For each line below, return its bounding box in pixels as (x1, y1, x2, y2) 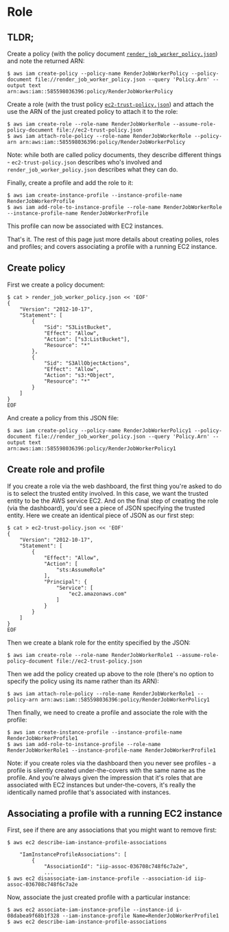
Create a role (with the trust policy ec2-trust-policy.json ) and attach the (7, 100, 214, 108)
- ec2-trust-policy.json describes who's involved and (7, 158, 162, 166)
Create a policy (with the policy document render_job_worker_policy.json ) (7, 49, 218, 58)
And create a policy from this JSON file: (7, 414, 119, 422)
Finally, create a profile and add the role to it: (7, 179, 134, 187)
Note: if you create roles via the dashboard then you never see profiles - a (7, 758, 216, 767)
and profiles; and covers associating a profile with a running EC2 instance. (7, 243, 217, 250)
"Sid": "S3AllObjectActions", (43, 359, 130, 367)
